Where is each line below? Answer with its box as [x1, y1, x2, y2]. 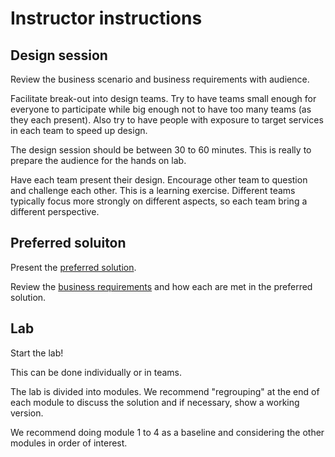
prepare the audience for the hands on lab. [10, 155, 187, 166]
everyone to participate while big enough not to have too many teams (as [10, 103, 312, 115]
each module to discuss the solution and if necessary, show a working [10, 396, 300, 408]
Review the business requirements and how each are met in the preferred [10, 280, 313, 292]
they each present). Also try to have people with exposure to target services [10, 114, 324, 126]
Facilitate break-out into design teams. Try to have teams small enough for [10, 93, 317, 104]
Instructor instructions [10, 7, 203, 30]
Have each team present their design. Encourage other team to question [10, 174, 308, 186]
